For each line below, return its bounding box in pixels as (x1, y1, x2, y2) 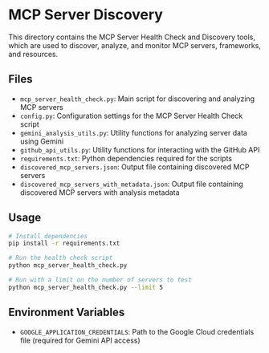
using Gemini (19, 136, 64, 146)
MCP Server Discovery (8, 6, 163, 24)
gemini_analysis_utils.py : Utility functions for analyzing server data (19, 128, 247, 137)
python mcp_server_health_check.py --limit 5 (8, 283, 163, 291)
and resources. (8, 49, 59, 59)
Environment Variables (8, 306, 125, 319)
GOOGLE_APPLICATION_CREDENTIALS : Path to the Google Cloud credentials (19, 327, 255, 336)
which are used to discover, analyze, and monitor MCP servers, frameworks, (8, 40, 261, 50)
